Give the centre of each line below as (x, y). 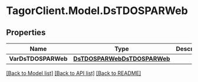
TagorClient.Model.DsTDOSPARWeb (97, 11)
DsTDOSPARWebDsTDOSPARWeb (122, 59)
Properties (26, 33)
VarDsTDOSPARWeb (38, 59)
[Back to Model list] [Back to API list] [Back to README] (74, 73)
